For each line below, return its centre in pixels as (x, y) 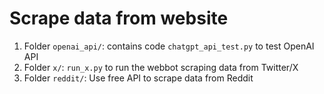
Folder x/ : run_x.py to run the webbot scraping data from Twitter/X (161, 67)
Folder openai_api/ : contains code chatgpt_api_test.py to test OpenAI (169, 46)
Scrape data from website (119, 18)
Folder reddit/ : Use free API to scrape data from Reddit (138, 78)
